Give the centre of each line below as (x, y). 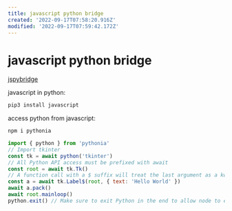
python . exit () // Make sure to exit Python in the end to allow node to (114, 201)
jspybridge (23, 79)
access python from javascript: (52, 118)
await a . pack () (30, 188)
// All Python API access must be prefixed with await (88, 162)
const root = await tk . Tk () (48, 169)
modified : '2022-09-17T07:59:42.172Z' (63, 26)
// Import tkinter (34, 149)
